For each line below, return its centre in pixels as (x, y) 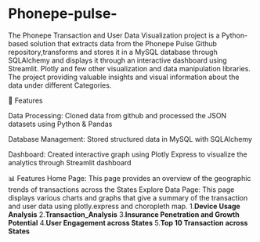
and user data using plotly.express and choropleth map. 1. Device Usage (124, 206)
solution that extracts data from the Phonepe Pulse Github (124, 43)
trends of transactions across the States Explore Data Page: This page (121, 190)
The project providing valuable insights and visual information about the (124, 77)
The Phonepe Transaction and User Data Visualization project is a (114, 35)
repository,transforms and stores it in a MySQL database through (113, 52)
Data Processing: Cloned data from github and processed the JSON (117, 115)
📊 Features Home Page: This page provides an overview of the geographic (130, 178)
